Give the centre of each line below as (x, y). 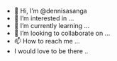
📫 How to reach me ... (47, 41)
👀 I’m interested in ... (44, 18)
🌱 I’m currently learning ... (52, 26)
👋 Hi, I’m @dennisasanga (50, 11)
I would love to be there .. (51, 51)
